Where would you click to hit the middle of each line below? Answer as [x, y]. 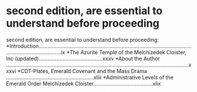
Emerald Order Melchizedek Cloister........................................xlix [84, 83]
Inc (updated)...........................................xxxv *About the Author [83, 58]
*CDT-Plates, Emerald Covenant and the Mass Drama [82, 71]
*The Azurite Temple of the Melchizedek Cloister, [126, 52]
